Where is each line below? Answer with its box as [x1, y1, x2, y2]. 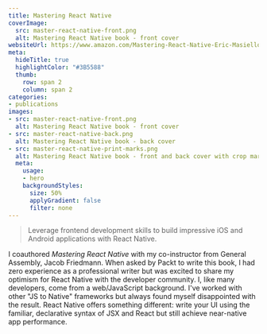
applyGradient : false [29, 196, 102, 204]
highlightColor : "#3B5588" [15, 64, 105, 72]
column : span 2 [22, 85, 73, 94]
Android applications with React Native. [27, 234, 157, 243]
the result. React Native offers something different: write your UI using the [8, 300, 250, 310]
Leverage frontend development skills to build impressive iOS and [27, 226, 243, 235]
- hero [22, 174, 44, 183]
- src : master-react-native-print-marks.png [8, 145, 158, 153]
